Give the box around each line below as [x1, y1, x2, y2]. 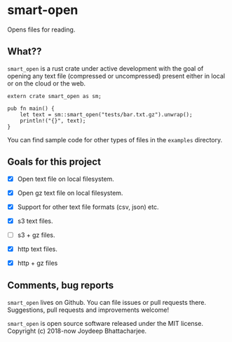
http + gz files [17, 259, 58, 267]
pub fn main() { [7, 104, 55, 112]
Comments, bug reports [7, 280, 114, 292]
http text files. [17, 245, 58, 253]
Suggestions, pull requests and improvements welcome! [7, 306, 170, 314]
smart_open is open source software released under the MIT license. [7, 319, 203, 327]
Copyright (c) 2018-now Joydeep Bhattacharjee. [7, 327, 147, 335]
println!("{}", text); [20, 117, 86, 124]
